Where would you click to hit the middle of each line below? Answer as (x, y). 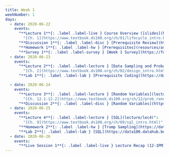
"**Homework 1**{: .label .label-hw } (59, 47)
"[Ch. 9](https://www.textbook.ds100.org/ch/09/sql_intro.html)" (93, 122)
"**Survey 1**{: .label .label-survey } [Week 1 (70, 52)
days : (11, 19)
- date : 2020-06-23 (30, 57)
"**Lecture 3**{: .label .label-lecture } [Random (73, 94)
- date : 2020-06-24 (30, 85)
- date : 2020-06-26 (30, 136)
